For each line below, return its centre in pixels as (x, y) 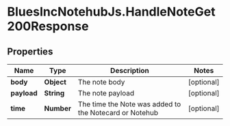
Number (58, 108)
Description (130, 70)
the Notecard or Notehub (118, 113)
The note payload (106, 93)
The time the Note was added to (129, 104)
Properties (30, 51)
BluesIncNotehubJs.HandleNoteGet (111, 12)
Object (55, 82)
